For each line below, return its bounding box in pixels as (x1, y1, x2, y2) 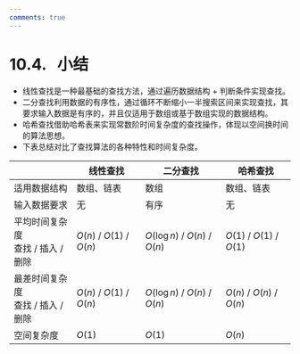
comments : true (9, 12, 66, 22)
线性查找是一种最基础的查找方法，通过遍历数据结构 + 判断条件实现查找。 (21, 86, 290, 96)
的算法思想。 (21, 130, 70, 141)
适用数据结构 (13, 182, 69, 194)
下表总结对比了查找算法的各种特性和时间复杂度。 (21, 141, 203, 152)
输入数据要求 (13, 198, 69, 210)
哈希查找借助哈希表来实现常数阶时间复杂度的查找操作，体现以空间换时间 (21, 119, 288, 129)
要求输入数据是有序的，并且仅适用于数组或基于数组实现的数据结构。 (21, 108, 273, 119)
